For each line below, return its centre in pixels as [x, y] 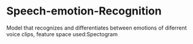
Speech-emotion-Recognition [84, 11]
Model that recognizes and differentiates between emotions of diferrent [96, 28]
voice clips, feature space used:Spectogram [62, 34]
